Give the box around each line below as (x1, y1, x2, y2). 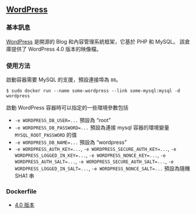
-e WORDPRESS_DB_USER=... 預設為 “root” (14, 116, 111, 123)
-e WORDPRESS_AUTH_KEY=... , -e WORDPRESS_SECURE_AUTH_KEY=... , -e (14, 145, 177, 152)
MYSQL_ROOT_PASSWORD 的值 (14, 131, 77, 138)
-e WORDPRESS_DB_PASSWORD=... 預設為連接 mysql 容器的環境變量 (14, 124, 170, 131)
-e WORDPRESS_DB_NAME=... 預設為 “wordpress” (14, 139, 127, 146)
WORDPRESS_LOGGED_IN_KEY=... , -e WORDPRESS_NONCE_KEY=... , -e (14, 152, 166, 159)
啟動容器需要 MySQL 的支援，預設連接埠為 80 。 (6, 76, 122, 83)
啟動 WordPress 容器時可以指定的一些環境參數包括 (6, 104, 128, 111)
